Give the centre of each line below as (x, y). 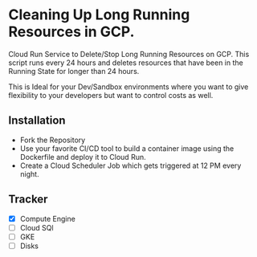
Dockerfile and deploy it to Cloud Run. (83, 157)
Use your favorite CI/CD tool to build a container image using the (127, 148)
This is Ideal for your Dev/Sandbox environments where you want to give (128, 87)
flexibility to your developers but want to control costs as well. (111, 95)
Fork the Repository (53, 140)
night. (29, 173)
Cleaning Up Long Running (99, 15)
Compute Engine (48, 218)
